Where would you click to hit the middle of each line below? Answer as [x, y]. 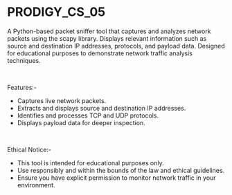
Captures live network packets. [62, 100]
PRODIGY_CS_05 [56, 12]
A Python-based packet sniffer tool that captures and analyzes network [109, 31]
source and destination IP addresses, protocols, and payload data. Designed [116, 46]
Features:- [22, 87]
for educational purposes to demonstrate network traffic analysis [100, 53]
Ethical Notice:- [29, 149]
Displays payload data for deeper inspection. [81, 122]
